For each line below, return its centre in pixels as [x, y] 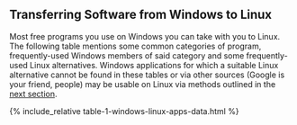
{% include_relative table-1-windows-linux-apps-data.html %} [125, 111]
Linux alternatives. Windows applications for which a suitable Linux [154, 65]
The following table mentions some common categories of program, [135, 46]
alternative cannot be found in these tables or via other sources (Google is [147, 75]
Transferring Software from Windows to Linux [141, 15]
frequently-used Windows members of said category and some [127, 55]
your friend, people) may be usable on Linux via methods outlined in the [143, 84]
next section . [33, 94]
